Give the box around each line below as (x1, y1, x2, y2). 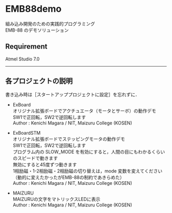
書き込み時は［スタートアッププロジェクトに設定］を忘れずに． (5, 91, 140, 97)
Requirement (5, 42, 48, 51)
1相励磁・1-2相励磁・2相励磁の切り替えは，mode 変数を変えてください (12, 167, 163, 174)
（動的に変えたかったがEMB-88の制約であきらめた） (12, 174, 124, 180)
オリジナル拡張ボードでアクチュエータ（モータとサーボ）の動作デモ (12, 108, 157, 114)
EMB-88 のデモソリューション (5, 27, 69, 33)
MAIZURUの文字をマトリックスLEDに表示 (12, 196, 101, 202)
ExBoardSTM (12, 130, 41, 136)
